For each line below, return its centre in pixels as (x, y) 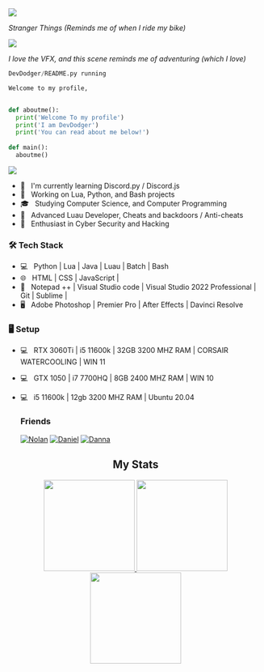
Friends (35, 422)
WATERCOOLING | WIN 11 (63, 362)
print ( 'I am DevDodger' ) (57, 125)
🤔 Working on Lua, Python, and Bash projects (97, 194)
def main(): (28, 148)
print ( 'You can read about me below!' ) (83, 133)
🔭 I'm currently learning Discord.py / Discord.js (100, 185)
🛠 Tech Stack (36, 245)
